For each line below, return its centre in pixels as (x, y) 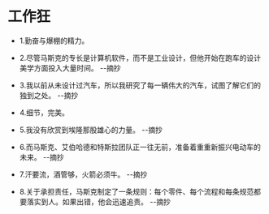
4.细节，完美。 (44, 112)
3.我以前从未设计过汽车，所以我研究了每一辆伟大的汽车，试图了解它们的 (140, 85)
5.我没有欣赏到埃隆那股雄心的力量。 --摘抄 (91, 130)
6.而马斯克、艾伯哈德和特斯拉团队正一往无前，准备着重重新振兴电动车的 (140, 147)
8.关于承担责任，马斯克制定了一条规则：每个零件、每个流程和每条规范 (137, 191)
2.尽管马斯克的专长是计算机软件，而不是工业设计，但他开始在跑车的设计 (140, 58)
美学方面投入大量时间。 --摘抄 (70, 68)
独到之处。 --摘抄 (49, 95)
